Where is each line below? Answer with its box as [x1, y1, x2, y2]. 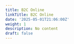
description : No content [5, 26, 58, 31]
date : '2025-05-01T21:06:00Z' [5, 17, 70, 22]
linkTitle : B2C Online [5, 12, 54, 17]
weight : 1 [5, 21, 27, 27]
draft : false [5, 31, 33, 36]
